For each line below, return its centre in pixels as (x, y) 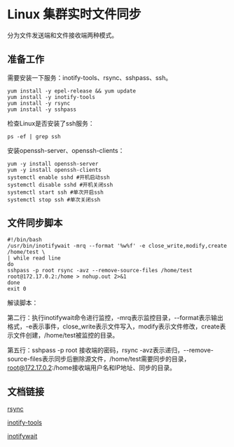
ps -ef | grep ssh (34, 136)
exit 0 (17, 288)
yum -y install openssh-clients (54, 170)
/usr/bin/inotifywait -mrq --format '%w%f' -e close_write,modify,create (117, 246)
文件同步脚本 (35, 223)
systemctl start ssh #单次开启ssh (55, 192)
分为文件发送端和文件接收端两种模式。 (62, 35)
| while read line (34, 258)
